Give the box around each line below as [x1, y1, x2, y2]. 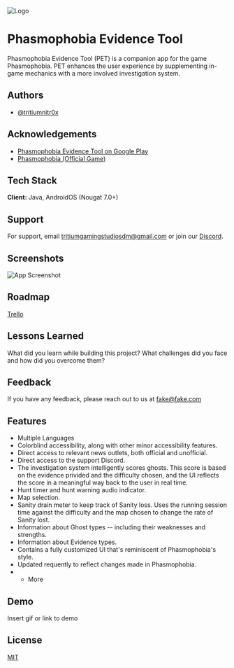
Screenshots [7, 252, 64, 264]
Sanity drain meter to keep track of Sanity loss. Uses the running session [17, 501, 227, 509]
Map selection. [17, 494, 61, 502]
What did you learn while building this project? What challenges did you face [7, 349, 228, 357]
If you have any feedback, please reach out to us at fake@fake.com [7, 395, 202, 403]
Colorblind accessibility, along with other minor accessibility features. [17, 441, 218, 450]
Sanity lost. [17, 515, 50, 524]
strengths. [17, 531, 47, 539]
